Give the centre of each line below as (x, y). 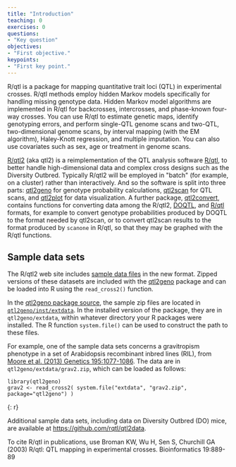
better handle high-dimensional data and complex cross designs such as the (118, 167)
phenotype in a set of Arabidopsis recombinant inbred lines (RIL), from (110, 354)
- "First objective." (39, 54)
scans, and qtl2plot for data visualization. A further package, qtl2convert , (113, 198)
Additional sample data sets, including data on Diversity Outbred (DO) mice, (117, 421)
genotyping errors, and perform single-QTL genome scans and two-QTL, (113, 123)
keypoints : (23, 60)
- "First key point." (39, 66)
